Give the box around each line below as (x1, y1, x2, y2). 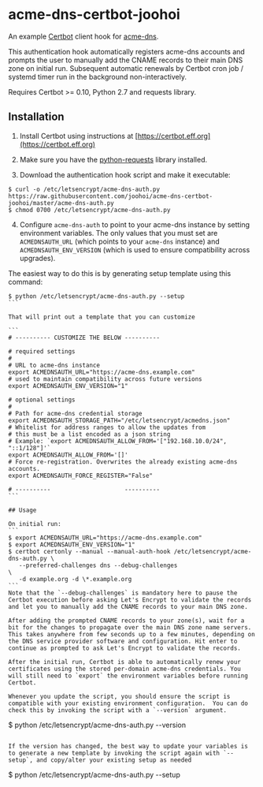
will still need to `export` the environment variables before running (8, 672, 248, 680)
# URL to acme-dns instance (8, 361, 101, 369)
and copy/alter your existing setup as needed (36, 755, 192, 764)
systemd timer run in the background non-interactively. (8, 72, 187, 81)
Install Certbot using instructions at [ (19, 131, 138, 140)
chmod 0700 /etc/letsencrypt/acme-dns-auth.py (15, 206, 171, 214)
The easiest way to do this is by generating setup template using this (8, 268, 232, 278)
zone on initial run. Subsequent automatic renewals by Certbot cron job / (8, 63, 244, 73)
